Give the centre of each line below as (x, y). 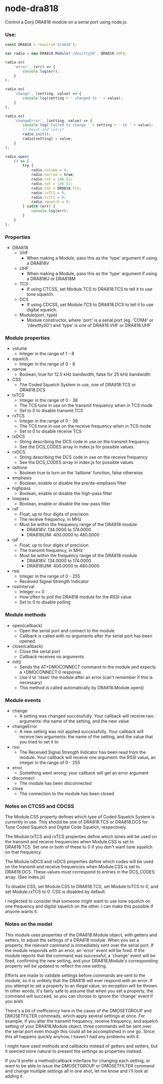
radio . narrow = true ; (53, 175)
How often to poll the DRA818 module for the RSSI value (75, 597)
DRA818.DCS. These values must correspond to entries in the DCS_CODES (80, 872)
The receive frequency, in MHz (50, 519)
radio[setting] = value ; (48, 139)
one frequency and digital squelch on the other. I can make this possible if (79, 906)
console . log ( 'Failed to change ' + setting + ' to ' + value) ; (88, 125)
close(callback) (27, 646)
